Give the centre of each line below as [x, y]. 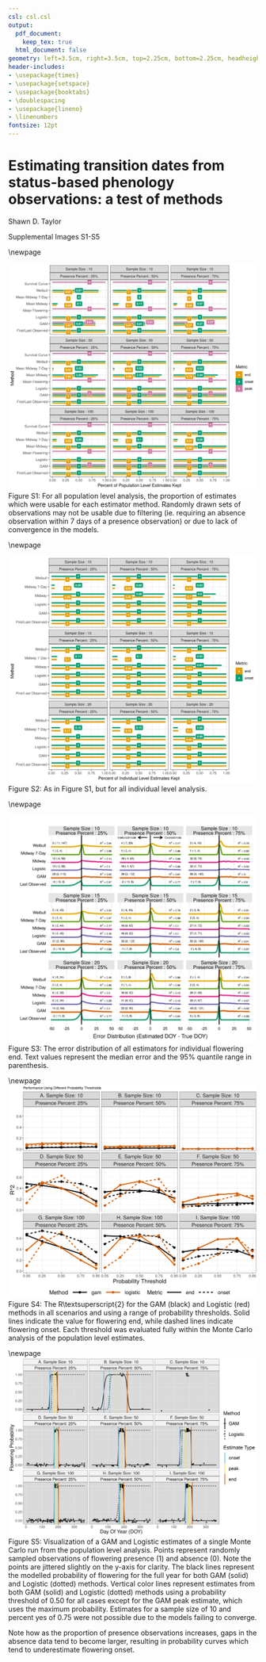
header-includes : [37, 67]
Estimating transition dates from [116, 166]
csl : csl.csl [30, 17]
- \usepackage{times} [44, 75]
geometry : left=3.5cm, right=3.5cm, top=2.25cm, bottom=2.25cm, [116, 59]
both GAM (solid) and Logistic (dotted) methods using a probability [117, 1592]
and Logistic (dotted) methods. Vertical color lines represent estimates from [132, 1583]
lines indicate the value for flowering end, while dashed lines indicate [121, 1321]
